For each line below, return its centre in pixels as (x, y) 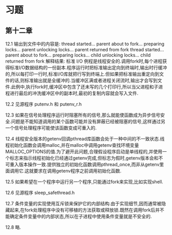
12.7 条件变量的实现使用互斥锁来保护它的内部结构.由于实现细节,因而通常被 (83, 203)
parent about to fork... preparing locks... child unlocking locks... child (78, 55)
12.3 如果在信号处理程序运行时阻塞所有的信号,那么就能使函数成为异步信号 (83, 115)
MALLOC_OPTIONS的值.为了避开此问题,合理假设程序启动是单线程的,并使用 (84, 152)
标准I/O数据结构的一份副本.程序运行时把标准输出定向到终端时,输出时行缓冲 (88, 67)
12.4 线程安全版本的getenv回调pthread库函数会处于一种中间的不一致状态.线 (85, 139)
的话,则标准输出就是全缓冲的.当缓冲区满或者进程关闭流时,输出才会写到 (84, 80)
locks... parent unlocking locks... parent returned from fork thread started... (85, 50)
